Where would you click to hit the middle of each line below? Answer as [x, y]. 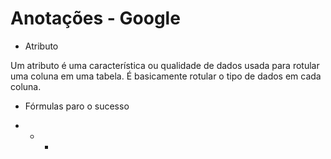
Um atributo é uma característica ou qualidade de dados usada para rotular [165, 65]
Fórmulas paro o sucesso [77, 106]
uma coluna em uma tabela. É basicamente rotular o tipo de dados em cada [166, 76]
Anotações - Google [95, 18]
